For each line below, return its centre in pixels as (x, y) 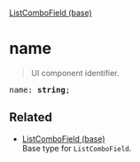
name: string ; (40, 89)
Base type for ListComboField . (77, 148)
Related (31, 117)
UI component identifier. (75, 73)
